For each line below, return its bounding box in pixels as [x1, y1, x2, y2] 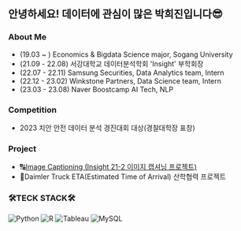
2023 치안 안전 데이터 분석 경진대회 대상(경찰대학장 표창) [19, 123, 195, 132]
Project [8, 143, 37, 154]
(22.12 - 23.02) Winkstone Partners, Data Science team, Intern [19, 76, 222, 85]
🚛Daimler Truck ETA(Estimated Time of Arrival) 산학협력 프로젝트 [19, 172, 227, 181]
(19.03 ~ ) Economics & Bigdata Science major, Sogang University [19, 50, 234, 59]
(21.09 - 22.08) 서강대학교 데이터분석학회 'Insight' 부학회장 [19, 58, 204, 69]
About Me [8, 32, 47, 43]
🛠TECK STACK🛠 [8, 192, 76, 203]
